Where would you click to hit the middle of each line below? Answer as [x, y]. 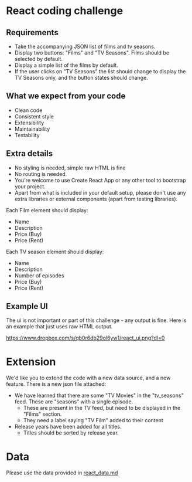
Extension [31, 361]
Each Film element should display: [47, 210]
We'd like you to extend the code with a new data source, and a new [88, 378]
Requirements [32, 33]
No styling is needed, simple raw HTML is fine [70, 168]
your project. [30, 186]
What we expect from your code [66, 96]
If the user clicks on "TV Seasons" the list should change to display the [100, 71]
